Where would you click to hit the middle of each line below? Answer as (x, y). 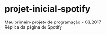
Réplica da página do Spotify (33, 27)
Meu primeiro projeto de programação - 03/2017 (53, 22)
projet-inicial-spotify (47, 9)
